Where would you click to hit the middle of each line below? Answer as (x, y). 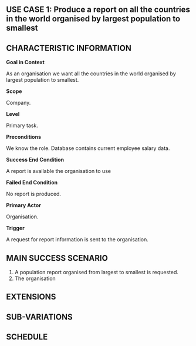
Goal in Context (26, 62)
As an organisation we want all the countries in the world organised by (91, 74)
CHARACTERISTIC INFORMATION (69, 48)
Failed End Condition (32, 182)
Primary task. (22, 125)
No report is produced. (34, 194)
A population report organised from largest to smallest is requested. (97, 272)
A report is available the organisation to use (59, 171)
